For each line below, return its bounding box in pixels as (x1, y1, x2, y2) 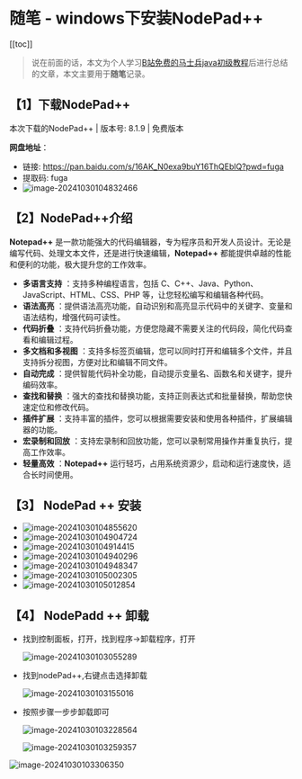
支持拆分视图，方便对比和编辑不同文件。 (22, 356, 173, 367)
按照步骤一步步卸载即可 (22, 707, 110, 718)
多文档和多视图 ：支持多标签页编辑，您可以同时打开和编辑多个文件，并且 (22, 345, 293, 356)
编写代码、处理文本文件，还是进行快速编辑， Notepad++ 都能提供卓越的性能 (9, 247, 292, 258)
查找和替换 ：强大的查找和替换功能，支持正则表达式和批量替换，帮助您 (22, 390, 285, 401)
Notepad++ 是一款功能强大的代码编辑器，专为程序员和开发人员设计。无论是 (9, 236, 292, 247)
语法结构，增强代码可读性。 (22, 311, 126, 322)
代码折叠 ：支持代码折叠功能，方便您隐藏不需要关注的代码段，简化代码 (22, 323, 285, 334)
